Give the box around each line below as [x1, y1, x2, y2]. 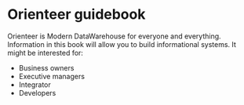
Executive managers [18, 71, 86, 81]
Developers [18, 88, 56, 97]
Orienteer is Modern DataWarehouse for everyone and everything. [7, 31, 221, 41]
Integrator [18, 80, 52, 89]
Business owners [18, 63, 75, 72]
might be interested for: [7, 48, 84, 57]
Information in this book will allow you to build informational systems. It [7, 39, 237, 49]
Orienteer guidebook [7, 5, 146, 24]
